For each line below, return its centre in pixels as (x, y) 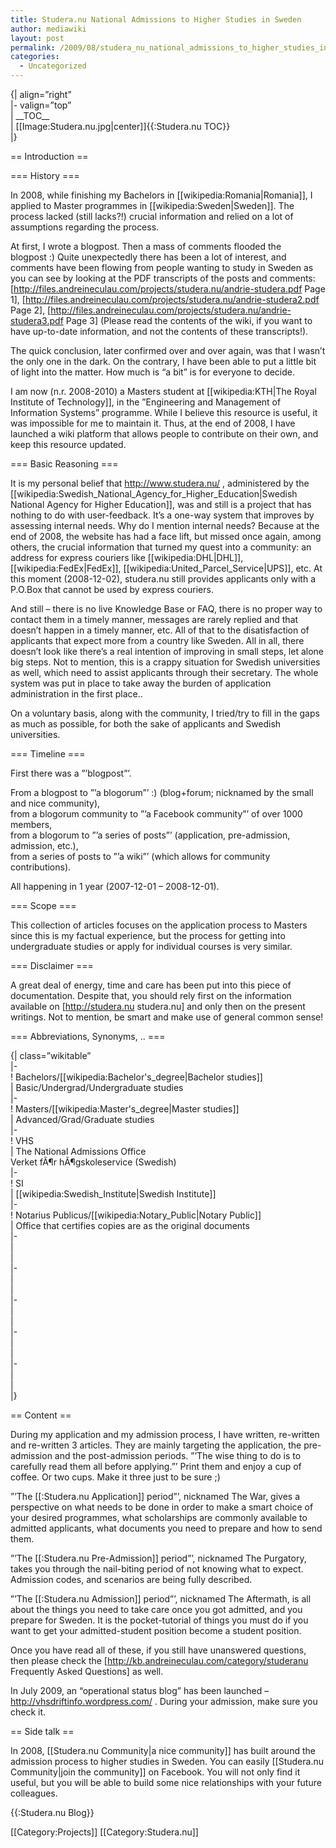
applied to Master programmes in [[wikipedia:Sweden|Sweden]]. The (152, 205)
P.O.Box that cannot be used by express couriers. (112, 589)
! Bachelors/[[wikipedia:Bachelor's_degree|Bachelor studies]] (136, 1077)
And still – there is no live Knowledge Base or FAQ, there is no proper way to (166, 609)
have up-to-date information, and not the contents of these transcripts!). (159, 331)
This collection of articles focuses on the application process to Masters (159, 925)
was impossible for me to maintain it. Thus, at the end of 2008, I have (153, 423)
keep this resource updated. (68, 444)
